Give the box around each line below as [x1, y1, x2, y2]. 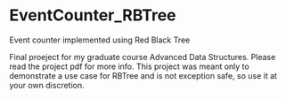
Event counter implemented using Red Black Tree [9, 34, 191, 45]
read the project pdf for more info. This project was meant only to [9, 61, 249, 72]
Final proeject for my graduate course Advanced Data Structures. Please [9, 51, 276, 62]
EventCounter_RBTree [9, 5, 176, 26]
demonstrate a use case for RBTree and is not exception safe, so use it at [9, 70, 278, 80]
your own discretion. [9, 80, 85, 90]
